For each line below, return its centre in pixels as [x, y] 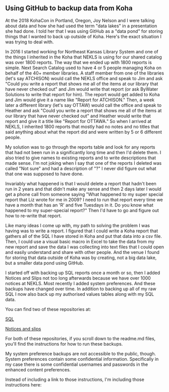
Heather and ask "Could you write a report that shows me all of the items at [83, 110]
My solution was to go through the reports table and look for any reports [80, 147]
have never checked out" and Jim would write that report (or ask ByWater [82, 89]
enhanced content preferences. [38, 369]
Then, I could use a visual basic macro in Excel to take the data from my [80, 241]
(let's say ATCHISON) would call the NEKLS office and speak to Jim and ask [84, 78]
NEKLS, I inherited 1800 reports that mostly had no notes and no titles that [82, 126]
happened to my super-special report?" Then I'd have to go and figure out [82, 210]
